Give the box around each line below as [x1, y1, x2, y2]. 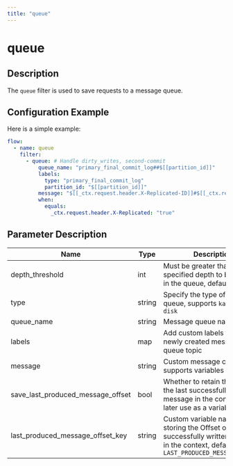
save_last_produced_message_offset [10, 389, 132, 399]
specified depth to [163, 269, 223, 279]
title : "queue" [7, 10, 51, 17]
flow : [7, 138, 23, 145]
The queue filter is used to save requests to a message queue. [7, 86, 183, 95]
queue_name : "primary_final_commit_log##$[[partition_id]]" [37, 164, 216, 171]
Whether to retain [163, 376, 221, 386]
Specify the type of [163, 289, 226, 299]
